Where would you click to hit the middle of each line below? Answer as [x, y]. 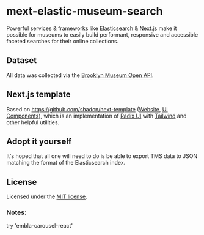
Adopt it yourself [39, 141]
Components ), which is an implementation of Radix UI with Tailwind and [97, 116]
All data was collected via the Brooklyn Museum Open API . [80, 75]
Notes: [16, 212]
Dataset [22, 60]
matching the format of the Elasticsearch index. [66, 163]
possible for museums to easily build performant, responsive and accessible [102, 34]
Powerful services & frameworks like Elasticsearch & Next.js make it [92, 28]
